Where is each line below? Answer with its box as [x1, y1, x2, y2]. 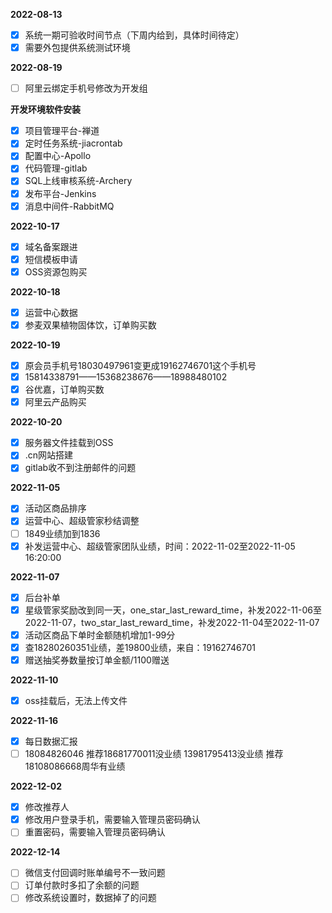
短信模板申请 [24, 253, 78, 265]
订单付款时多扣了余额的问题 [24, 879, 140, 891]
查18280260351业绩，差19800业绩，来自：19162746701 [24, 641, 256, 653]
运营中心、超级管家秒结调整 [24, 515, 140, 527]
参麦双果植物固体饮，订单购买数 [24, 319, 157, 331]
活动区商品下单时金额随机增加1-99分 [24, 629, 176, 641]
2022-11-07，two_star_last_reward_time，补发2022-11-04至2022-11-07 [24, 616, 320, 628]
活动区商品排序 [24, 502, 87, 514]
